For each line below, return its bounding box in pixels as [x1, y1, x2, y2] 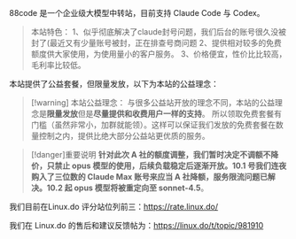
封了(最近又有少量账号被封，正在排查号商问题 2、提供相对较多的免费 [30, 38, 282, 48]
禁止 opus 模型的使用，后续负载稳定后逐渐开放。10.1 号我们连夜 [54, 160, 287, 171]
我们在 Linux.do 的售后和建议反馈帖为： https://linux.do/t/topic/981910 [9, 220, 264, 230]
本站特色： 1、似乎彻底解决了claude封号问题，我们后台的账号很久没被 [30, 27, 286, 37]
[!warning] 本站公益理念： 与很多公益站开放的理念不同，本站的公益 [30, 97, 276, 108]
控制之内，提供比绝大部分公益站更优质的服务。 [38, 131, 210, 141]
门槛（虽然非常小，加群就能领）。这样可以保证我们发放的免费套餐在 [30, 119, 277, 130]
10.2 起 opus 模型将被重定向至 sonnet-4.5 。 [46, 182, 209, 193]
